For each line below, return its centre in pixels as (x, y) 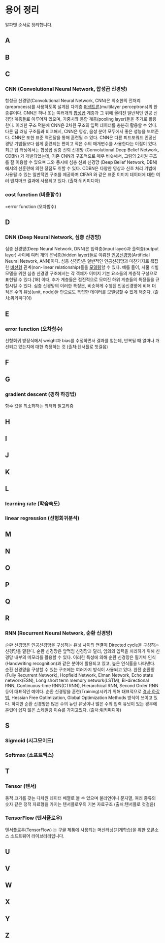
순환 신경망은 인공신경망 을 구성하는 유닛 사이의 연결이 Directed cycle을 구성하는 (82, 645)
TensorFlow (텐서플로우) (34, 818)
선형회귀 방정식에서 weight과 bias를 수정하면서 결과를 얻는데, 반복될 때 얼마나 (80, 341)
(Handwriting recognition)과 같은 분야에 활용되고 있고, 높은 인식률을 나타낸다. (80, 663)
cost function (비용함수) (33, 195)
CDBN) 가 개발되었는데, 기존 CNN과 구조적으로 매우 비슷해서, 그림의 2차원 (77, 156)
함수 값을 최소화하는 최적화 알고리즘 (39, 406)
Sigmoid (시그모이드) (29, 740)
